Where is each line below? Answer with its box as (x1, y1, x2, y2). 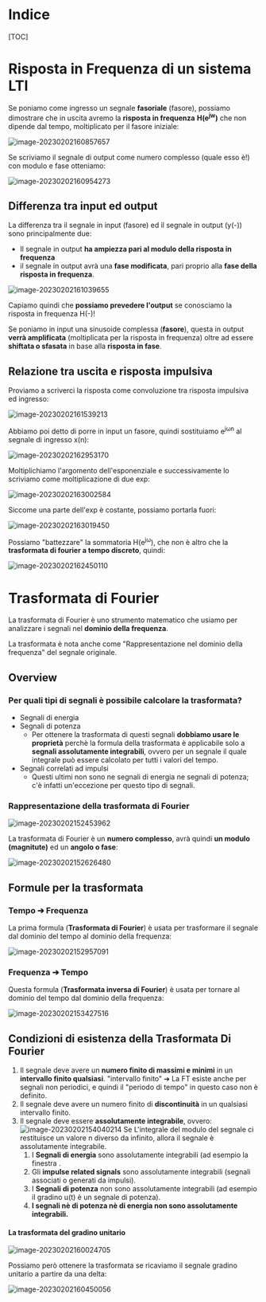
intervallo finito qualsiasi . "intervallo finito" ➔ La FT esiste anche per (19, 1074, 247, 1084)
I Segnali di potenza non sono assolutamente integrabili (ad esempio (31, 1184, 258, 1194)
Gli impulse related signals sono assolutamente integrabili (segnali (31, 1167, 251, 1177)
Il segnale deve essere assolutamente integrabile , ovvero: (19, 1116, 213, 1126)
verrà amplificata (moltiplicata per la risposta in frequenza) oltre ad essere (8, 333, 254, 343)
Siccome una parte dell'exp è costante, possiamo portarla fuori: (8, 504, 217, 515)
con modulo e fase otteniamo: (8, 161, 106, 171)
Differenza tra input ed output (8, 199, 158, 213)
